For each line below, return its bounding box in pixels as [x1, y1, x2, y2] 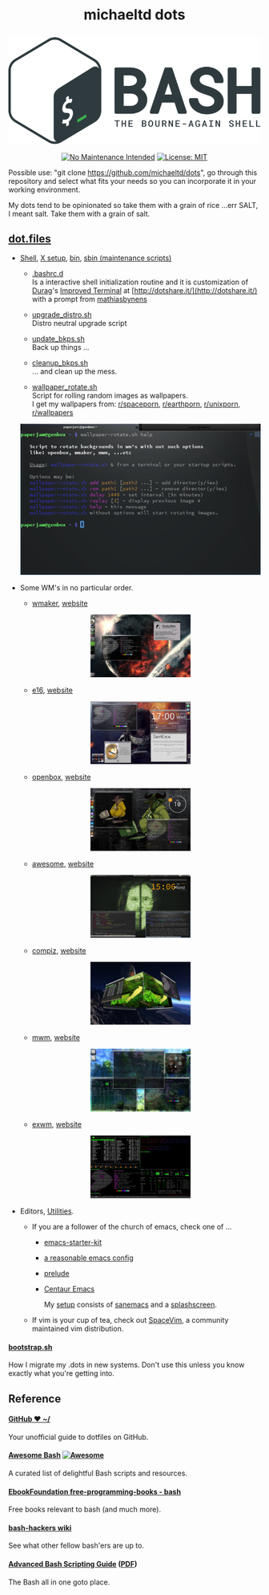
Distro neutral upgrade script [31, 319, 127, 328]
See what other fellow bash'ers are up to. [8, 1540, 144, 1551]
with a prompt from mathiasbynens [31, 295, 148, 304]
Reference [8, 1392, 62, 1405]
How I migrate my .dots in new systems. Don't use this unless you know [8, 1360, 245, 1370]
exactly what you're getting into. [8, 1369, 114, 1378]
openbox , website [31, 773, 91, 782]
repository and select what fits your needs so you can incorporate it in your [8, 176, 257, 186]
